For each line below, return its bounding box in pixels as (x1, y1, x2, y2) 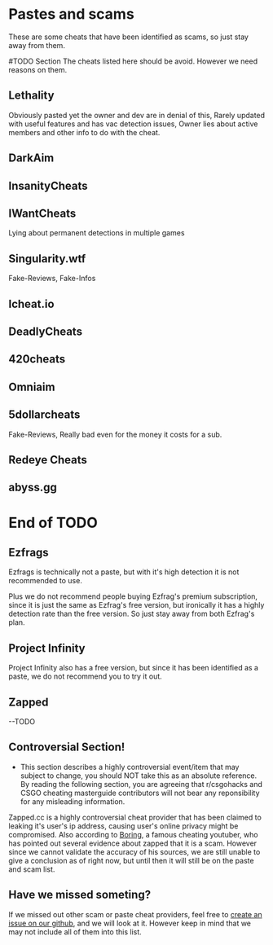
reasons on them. (8, 64, 68, 74)
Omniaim (8, 380, 55, 393)
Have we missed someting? (8, 888, 152, 902)
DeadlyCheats (8, 324, 83, 338)
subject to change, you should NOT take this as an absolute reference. (20, 771, 258, 780)
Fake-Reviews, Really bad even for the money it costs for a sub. (8, 429, 222, 439)
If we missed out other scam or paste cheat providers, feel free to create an (8, 909, 262, 919)
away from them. (8, 40, 65, 50)
